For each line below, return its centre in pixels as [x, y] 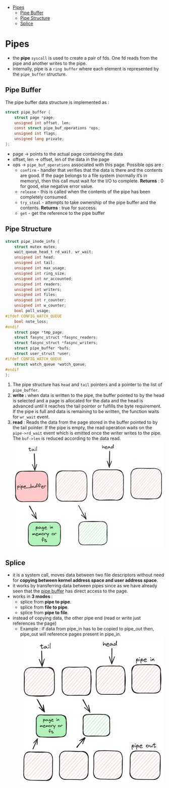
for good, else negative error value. [57, 186]
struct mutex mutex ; [36, 247]
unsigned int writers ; [38, 289]
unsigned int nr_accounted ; [44, 279]
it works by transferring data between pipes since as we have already [85, 585]
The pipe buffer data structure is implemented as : [57, 102]
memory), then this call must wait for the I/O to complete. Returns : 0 [92, 181]
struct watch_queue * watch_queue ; [50, 364]
